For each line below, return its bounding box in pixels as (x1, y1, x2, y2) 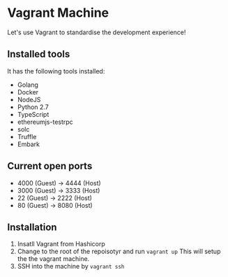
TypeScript (17, 110, 50, 118)
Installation (7, 221, 57, 233)
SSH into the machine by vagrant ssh (17, 262, 125, 271)
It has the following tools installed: (7, 66, 105, 75)
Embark (17, 140, 40, 148)
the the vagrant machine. (17, 255, 90, 263)
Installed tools (7, 48, 70, 60)
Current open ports (7, 160, 93, 172)
